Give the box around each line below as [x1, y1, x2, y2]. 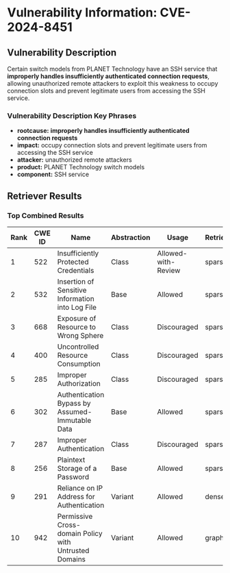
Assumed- [57, 406, 92, 416]
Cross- [57, 520, 81, 529]
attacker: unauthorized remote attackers [16, 156, 132, 164]
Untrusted [57, 546, 90, 555]
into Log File [57, 302, 97, 312]
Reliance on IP [57, 483, 103, 493]
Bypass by [57, 398, 91, 408]
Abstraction [110, 232, 151, 242]
